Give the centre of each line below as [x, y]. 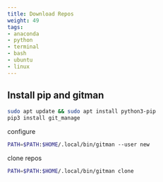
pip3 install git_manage [44, 118]
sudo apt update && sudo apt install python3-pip [82, 112]
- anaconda [23, 34]
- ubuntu [20, 60]
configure [22, 132]
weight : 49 [23, 21]
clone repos [25, 158]
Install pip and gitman [56, 95]
